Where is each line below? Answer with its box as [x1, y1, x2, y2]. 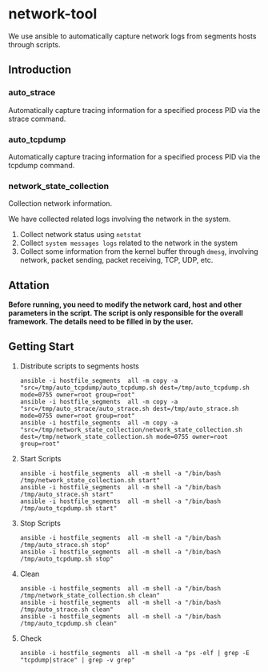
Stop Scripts [19, 518, 62, 528]
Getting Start [8, 340, 74, 353]
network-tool [8, 5, 98, 23]
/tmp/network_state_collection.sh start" [19, 476, 160, 485]
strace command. [8, 114, 66, 123]
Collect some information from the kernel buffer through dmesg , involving [19, 247, 258, 256]
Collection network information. [8, 199, 113, 208]
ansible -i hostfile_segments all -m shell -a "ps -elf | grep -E [19, 649, 250, 657]
